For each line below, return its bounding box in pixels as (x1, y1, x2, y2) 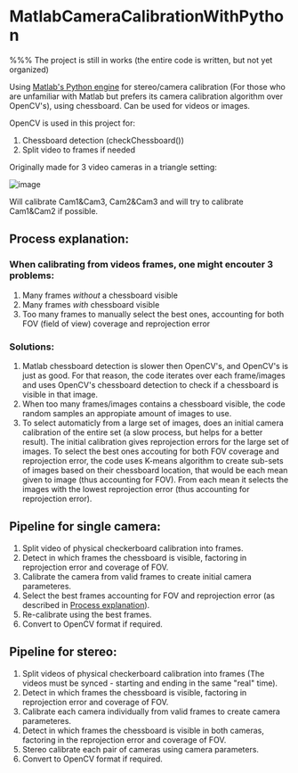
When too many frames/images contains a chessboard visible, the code (21, 399, 286, 409)
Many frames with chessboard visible (21, 299, 160, 309)
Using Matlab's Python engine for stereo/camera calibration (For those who (9, 81, 286, 92)
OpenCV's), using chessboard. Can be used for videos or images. (9, 100, 251, 111)
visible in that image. (21, 389, 99, 399)
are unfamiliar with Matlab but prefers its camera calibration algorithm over (9, 91, 283, 102)
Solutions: (9, 341, 55, 353)
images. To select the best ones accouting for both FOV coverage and (21, 446, 279, 456)
